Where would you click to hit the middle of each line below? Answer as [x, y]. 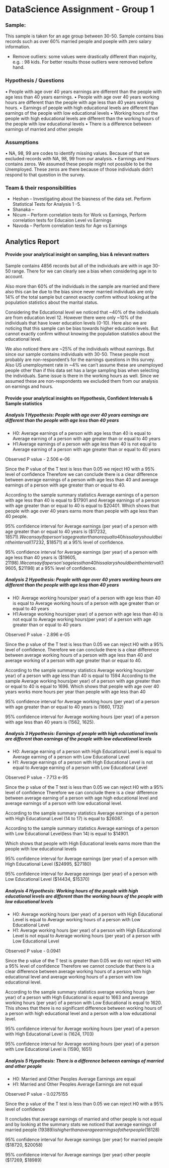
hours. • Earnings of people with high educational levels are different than [82, 108]
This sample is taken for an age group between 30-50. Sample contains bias [84, 36]
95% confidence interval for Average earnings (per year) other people [78, 1155]
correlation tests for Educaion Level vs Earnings [62, 220]
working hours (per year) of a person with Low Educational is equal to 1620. [84, 1003]
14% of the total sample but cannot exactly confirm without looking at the [81, 297]
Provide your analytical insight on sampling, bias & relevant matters [77, 254]
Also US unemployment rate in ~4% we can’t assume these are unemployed [84, 365]
